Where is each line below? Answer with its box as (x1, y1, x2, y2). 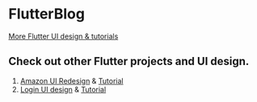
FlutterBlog (8, 5, 85, 23)
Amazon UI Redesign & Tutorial (19, 75, 124, 85)
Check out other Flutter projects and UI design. (8, 55, 250, 68)
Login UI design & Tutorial (19, 84, 107, 94)
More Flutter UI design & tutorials (8, 31, 119, 41)
